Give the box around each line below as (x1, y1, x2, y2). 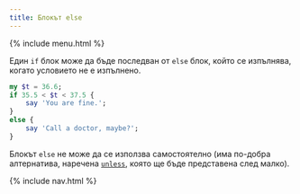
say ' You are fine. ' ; (25, 99, 106, 108)
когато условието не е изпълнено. (9, 65, 141, 75)
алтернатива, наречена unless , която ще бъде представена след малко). (9, 158, 290, 169)
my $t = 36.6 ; (9, 82, 63, 91)
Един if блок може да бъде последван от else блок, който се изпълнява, (9, 55, 292, 66)
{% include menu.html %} (9, 38, 105, 48)
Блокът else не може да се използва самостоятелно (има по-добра (9, 148, 271, 159)
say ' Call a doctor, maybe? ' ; (25, 124, 140, 133)
